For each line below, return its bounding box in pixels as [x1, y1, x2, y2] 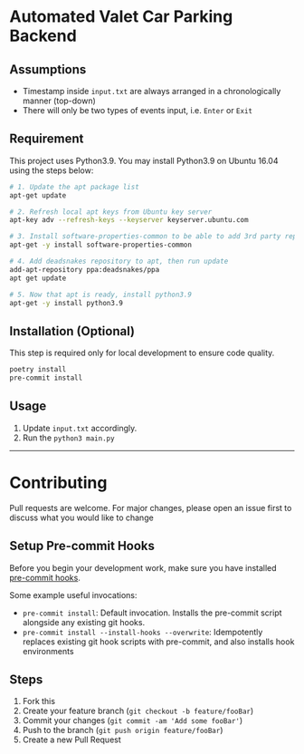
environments [22, 645, 74, 656]
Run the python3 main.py [22, 432, 115, 443]
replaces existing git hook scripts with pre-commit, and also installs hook [22, 636, 295, 647]
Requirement [9, 131, 84, 147]
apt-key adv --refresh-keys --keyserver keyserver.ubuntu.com [9, 216, 249, 225]
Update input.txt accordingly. [22, 422, 138, 433]
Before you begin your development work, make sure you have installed [9, 562, 278, 573]
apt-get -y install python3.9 [9, 298, 124, 307]
